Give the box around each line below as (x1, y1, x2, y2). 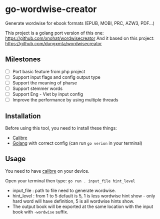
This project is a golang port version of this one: (5, 30, 104, 36)
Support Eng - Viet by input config (12, 91, 83, 97)
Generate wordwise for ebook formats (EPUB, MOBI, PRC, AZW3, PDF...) (5, 20, 155, 26)
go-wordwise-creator (5, 4, 97, 15)
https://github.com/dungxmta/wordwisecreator (5, 40, 102, 46)
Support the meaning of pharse (12, 79, 77, 86)
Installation (5, 112, 41, 120)
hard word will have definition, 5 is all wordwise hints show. (12, 198, 134, 204)
